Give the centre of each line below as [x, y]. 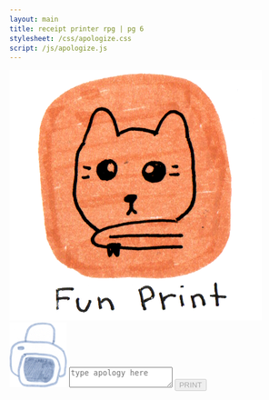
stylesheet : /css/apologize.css [70, 38]
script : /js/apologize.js [58, 48]
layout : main [34, 19]
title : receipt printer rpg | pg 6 [77, 29]
